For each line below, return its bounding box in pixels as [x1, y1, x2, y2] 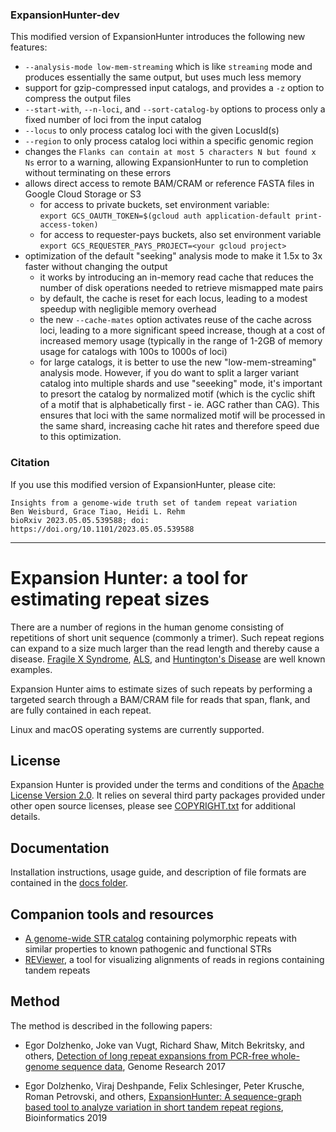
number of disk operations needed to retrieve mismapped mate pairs [39, 282, 324, 294]
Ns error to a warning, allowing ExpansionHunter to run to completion [24, 156, 309, 168]
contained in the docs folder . [10, 877, 129, 889]
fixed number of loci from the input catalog [24, 114, 202, 126]
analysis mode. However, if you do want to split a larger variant [39, 367, 300, 379]
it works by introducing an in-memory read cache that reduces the [39, 271, 314, 283]
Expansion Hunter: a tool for [10, 566, 248, 589]
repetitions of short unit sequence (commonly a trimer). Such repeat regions [10, 631, 325, 643]
